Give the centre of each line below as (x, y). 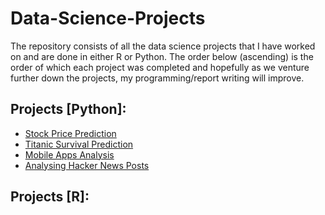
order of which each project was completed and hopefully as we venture (160, 67)
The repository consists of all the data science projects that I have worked (163, 46)
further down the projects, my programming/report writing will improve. (157, 78)
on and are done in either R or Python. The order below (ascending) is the (162, 56)
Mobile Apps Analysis (69, 154)
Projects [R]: (50, 197)
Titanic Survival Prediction (79, 144)
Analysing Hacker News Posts (87, 165)
